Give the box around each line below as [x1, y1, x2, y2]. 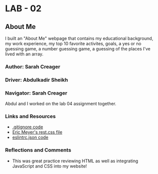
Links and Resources [5, 113, 56, 120]
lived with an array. [5, 51, 44, 57]
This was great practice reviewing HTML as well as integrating [12, 158, 138, 164]
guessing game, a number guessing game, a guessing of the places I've [5, 46, 151, 51]
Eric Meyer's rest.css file [12, 129, 63, 135]
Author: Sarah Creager [5, 63, 60, 70]
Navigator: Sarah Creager [5, 89, 68, 96]
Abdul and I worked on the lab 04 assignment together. [5, 101, 117, 107]
